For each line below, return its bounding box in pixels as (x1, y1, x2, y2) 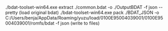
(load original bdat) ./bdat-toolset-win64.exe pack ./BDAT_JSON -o (19, 9, 159, 15)
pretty (5, 9, 18, 15)
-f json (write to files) (55, 20, 100, 26)
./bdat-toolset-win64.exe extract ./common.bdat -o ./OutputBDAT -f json (5, 4, 158, 10)
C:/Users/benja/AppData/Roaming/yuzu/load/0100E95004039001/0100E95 (5, 15, 163, 20)
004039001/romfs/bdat (5, 20, 54, 26)
